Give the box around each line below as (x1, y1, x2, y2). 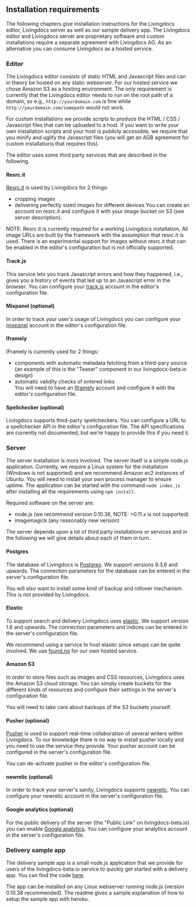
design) (14, 371, 33, 379)
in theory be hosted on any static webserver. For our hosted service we (6, 79, 178, 87)
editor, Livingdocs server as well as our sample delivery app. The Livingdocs (6, 26, 190, 33)
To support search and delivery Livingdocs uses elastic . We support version (6, 617, 188, 624)
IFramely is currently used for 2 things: (6, 348, 99, 355)
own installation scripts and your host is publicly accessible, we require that (6, 128, 188, 135)
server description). (14, 214, 62, 221)
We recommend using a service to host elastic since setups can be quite (6, 641, 181, 648)
